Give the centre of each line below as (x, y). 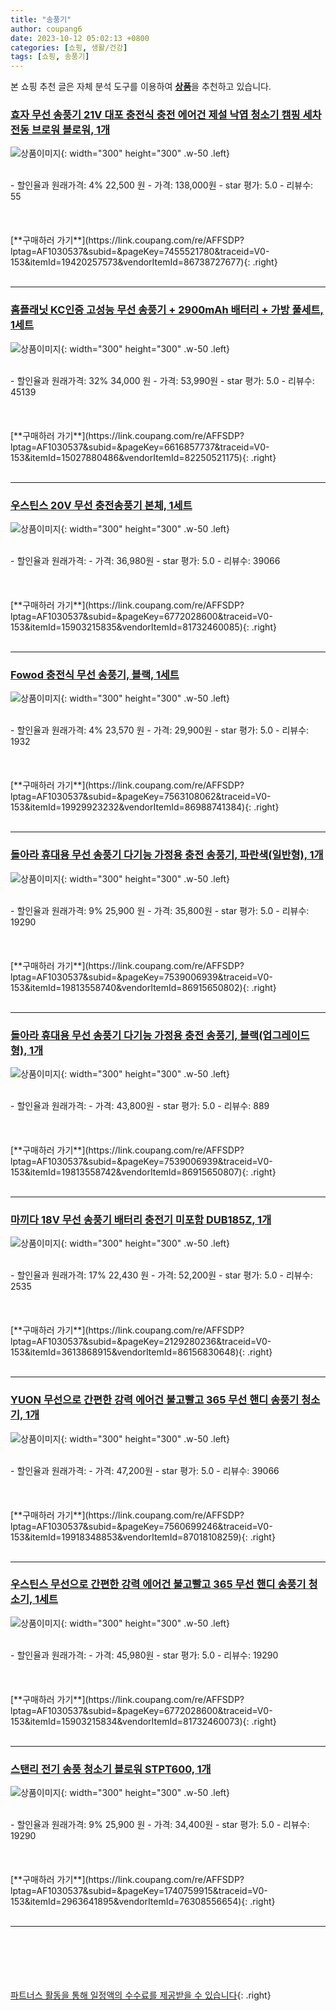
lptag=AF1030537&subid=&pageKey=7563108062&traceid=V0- (141, 797)
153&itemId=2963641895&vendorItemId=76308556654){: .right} (143, 1902)
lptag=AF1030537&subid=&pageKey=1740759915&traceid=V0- (139, 1891)
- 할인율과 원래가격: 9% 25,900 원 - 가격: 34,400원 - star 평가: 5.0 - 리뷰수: (160, 1825)
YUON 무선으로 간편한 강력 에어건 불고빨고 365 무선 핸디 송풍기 (155, 1400)
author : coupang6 (46, 29)
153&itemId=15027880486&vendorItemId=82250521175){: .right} (143, 457)
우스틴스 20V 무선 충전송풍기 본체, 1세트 (101, 505)
